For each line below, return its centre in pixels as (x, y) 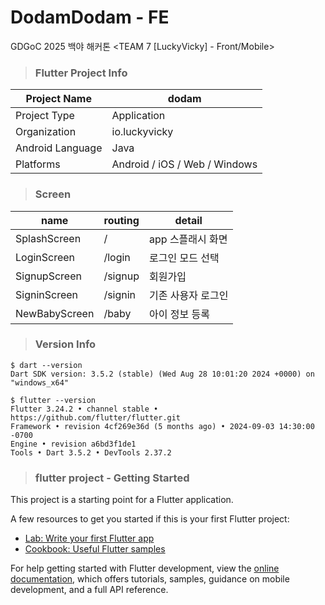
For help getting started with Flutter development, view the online (145, 568)
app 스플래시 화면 (188, 239)
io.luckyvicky (142, 132)
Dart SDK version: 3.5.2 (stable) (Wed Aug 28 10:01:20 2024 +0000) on (162, 374)
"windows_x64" (40, 382)
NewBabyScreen (55, 313)
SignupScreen (48, 276)
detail (188, 220)
